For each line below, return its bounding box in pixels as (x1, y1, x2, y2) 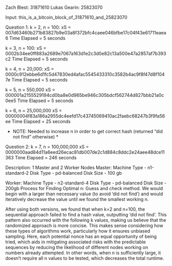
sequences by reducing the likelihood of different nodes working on (5, 244, 148, 250)
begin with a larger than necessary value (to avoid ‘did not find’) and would (5, 191, 163, 197)
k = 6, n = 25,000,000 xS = (5, 108, 62, 113)
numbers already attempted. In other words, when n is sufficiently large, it (5, 250, 161, 256)
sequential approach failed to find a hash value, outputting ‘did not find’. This (5, 212, 167, 217)
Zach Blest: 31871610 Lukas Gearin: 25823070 (5, 5, 103, 10)
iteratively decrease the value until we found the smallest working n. (5, 196, 149, 202)
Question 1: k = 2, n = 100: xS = (5, 24, 71, 30)
